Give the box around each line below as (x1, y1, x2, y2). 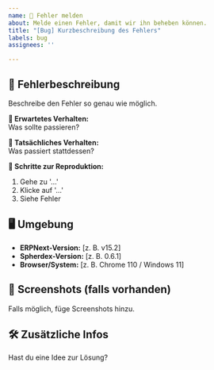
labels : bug (8, 33, 48, 42)
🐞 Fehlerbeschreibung (8, 77, 120, 91)
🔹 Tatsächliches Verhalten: (8, 137, 99, 147)
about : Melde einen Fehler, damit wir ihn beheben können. (8, 19, 208, 27)
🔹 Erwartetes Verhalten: (8, 114, 90, 123)
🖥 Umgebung (8, 218, 74, 231)
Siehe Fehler (19, 194, 61, 203)
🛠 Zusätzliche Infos (8, 327, 109, 341)
